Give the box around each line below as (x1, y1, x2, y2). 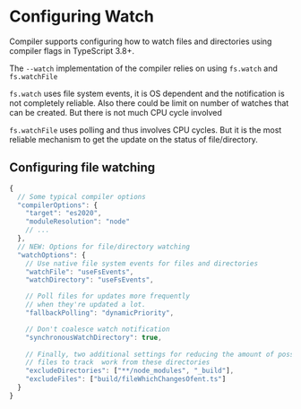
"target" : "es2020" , (25, 209, 102, 218)
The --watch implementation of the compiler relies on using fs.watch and (9, 63, 278, 74)
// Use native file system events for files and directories (25, 258, 258, 268)
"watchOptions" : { (17, 250, 87, 259)
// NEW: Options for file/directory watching (17, 242, 191, 251)
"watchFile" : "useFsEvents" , (25, 267, 134, 276)
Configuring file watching (9, 160, 156, 176)
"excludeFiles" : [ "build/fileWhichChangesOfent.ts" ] (25, 375, 227, 384)
